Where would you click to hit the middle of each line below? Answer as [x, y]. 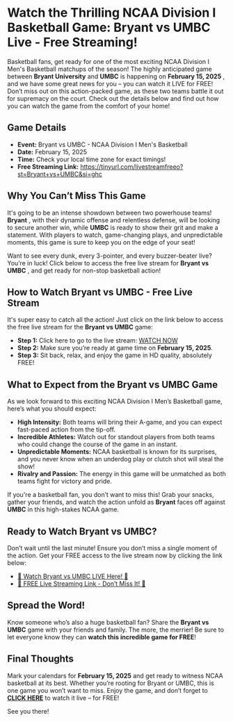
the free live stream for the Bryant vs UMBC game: [80, 327]
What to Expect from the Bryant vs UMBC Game [112, 385]
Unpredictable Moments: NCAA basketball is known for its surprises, [117, 452]
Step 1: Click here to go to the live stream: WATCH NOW [98, 341]
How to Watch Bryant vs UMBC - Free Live [100, 292]
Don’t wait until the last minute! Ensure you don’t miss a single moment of [112, 548]
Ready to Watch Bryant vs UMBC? [82, 531]
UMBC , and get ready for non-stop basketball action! [84, 270]
